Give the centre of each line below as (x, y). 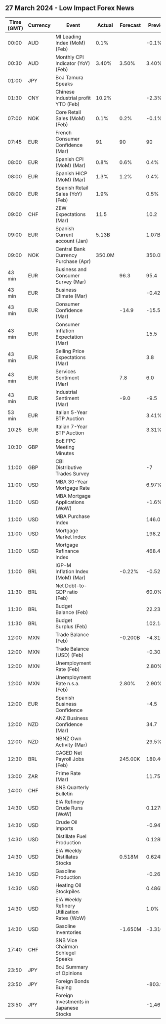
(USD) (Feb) (69, 655)
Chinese (65, 92)
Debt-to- (76, 585)
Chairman (66, 946)
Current (64, 235)
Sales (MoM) (70, 118)
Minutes (64, 453)
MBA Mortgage (73, 496)
